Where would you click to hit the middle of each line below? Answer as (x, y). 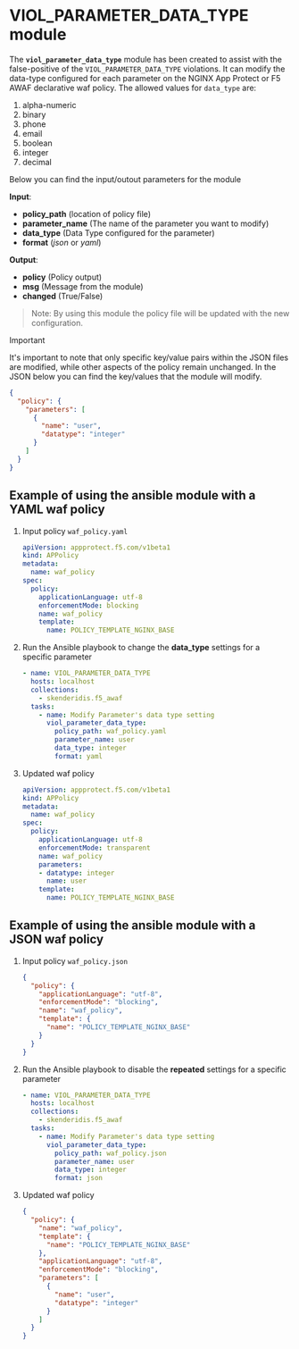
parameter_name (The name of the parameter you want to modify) (145, 223)
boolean (37, 143)
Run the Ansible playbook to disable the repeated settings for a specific (154, 1069)
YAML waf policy (57, 510)
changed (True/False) (62, 296)
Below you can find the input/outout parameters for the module (125, 179)
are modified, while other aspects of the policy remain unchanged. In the (143, 366)
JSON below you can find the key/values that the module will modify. (136, 376)
